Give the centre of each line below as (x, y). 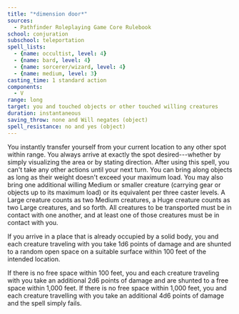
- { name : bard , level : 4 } (52, 61)
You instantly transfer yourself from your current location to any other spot (117, 147)
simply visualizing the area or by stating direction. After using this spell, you (118, 162)
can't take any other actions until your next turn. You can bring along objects (120, 169)
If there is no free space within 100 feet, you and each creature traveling (113, 273)
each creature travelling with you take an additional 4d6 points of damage (116, 295)
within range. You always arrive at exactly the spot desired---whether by (114, 155)
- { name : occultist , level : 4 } (60, 54)
